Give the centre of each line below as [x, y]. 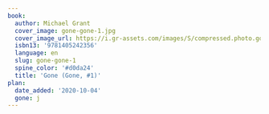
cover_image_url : [44, 38]
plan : [16, 83]
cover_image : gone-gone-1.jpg [65, 31]
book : [16, 16]
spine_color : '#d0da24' [54, 68]
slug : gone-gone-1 [46, 61]
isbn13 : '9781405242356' [56, 46]
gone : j [28, 98]
